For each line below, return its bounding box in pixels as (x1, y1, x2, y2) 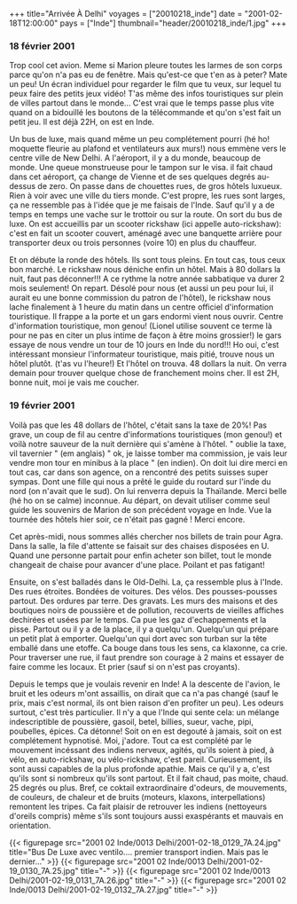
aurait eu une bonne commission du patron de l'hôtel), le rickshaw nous (9, 293, 271, 303)
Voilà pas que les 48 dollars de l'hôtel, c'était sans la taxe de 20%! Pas (9, 420, 268, 430)
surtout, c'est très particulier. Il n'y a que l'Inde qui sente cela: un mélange (9, 706, 279, 718)
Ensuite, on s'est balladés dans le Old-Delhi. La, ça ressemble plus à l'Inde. (9, 577, 284, 587)
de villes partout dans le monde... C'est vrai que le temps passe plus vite (9, 98, 275, 108)
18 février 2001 (9, 40, 75, 52)
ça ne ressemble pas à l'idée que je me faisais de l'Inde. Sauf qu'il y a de (9, 200, 275, 210)
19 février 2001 (9, 399, 75, 412)
